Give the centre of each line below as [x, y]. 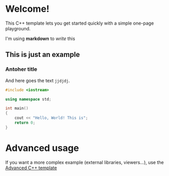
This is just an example [43, 55]
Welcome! [27, 9]
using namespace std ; [28, 99]
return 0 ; [25, 123]
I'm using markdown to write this [40, 38]
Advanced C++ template [31, 168]
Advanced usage [42, 148]
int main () [17, 108]
